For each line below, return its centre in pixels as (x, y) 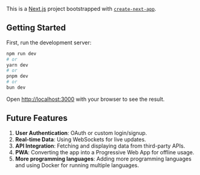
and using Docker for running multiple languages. (77, 165)
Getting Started (36, 28)
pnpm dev (17, 76)
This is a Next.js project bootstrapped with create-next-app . (81, 9)
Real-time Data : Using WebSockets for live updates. (81, 139)
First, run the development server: (49, 43)
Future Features (37, 118)
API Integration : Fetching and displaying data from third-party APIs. (100, 146)
